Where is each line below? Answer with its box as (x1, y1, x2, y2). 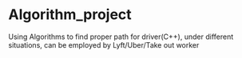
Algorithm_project (8, 6, 132, 24)
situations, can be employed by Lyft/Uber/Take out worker (8, 40, 200, 49)
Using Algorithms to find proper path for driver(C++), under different (8, 32, 234, 41)
